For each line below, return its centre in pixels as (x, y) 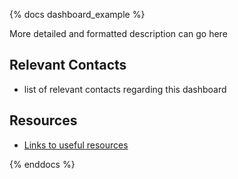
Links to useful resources (76, 145)
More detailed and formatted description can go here (118, 33)
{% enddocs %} (42, 164)
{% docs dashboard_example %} (77, 14)
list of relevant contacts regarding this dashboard (125, 89)
